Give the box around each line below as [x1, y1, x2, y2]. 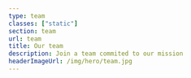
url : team [8, 34, 42, 43]
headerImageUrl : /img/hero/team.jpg [8, 58, 132, 66]
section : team [8, 27, 57, 35]
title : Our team [8, 42, 63, 50]
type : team [8, 11, 46, 20]
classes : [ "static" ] [8, 19, 79, 28]
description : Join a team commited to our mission [8, 50, 184, 58]
